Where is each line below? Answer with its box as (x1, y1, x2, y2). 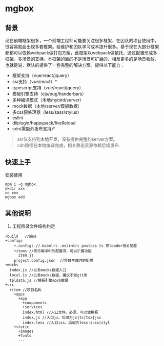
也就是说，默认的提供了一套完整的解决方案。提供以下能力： (5, 62, 125, 68)
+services (22, 304, 42, 309)
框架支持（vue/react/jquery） (12, 73, 72, 78)
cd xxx (5, 190, 19, 195)
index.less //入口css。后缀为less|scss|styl (22, 320, 110, 325)
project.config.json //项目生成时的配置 (14, 258, 94, 263)
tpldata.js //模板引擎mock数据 (9, 278, 69, 283)
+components (22, 300, 47, 305)
